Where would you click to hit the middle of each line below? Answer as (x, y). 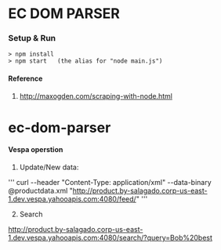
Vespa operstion (36, 150)
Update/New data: (49, 167)
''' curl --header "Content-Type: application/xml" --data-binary (110, 183)
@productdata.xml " (40, 191)
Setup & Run (32, 38)
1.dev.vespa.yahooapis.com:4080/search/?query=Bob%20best (110, 238)
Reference (25, 78)
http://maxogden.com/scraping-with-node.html (96, 96)
